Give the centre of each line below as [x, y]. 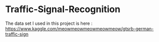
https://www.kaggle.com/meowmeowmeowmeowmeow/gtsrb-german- [79, 28]
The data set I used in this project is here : [49, 23]
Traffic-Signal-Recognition [63, 9]
